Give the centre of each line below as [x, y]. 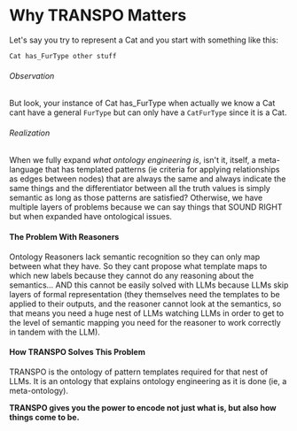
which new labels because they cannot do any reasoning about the [132, 275]
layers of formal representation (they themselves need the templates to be [145, 294]
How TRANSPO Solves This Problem [78, 352]
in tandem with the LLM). [55, 332]
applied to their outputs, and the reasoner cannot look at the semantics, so [145, 304]
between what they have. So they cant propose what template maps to [138, 266]
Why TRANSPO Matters [98, 15]
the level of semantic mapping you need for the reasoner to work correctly [145, 322]
